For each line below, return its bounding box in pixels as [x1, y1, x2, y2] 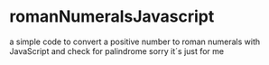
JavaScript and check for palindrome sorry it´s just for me [9, 45, 225, 56]
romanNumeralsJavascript [9, 6, 215, 27]
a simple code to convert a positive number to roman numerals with [9, 36, 261, 47]
